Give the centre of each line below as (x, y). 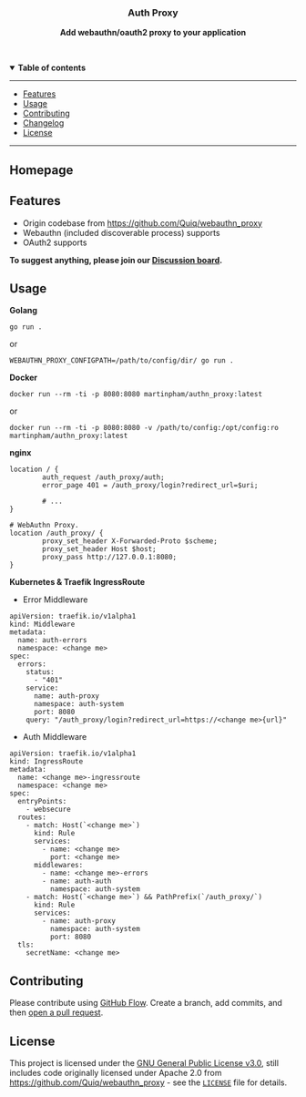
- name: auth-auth (77, 881)
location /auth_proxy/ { (56, 533)
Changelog (43, 123)
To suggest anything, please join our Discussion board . (116, 260)
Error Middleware (55, 600)
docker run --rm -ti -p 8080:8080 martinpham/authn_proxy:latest (136, 395)
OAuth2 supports (55, 242)
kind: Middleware (42, 625)
